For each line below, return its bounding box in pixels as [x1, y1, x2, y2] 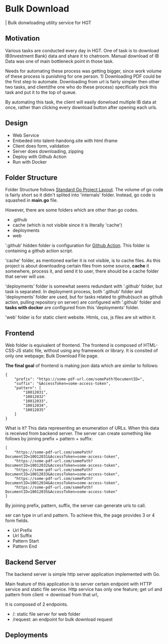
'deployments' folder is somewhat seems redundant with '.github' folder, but [5, 283, 162, 289]
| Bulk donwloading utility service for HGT [5, 20, 92, 26]
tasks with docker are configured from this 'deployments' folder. [5, 305, 139, 311]
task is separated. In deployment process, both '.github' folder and [5, 289, 143, 295]
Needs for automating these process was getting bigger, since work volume [5, 68, 162, 74]
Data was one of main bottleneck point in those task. [5, 58, 114, 64]
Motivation [5, 34, 40, 43]
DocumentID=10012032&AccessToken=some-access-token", [5, 463, 120, 468]
